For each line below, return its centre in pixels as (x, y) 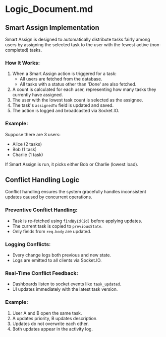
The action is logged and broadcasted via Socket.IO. (66, 111)
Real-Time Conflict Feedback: (42, 273)
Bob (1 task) (25, 149)
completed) (17, 50)
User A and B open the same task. (47, 313)
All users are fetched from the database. (61, 79)
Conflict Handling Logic (42, 180)
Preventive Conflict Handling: (41, 210)
